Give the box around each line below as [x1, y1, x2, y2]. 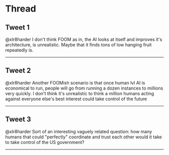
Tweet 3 [5, 115, 31, 124]
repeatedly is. [5, 47, 34, 53]
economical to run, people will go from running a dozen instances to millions [5, 85, 163, 91]
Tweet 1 [5, 23, 30, 32]
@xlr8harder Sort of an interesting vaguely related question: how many [5, 128, 152, 134]
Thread [5, 3, 36, 15]
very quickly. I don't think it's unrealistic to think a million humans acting [5, 90, 154, 96]
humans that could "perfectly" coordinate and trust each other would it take [5, 134, 162, 140]
